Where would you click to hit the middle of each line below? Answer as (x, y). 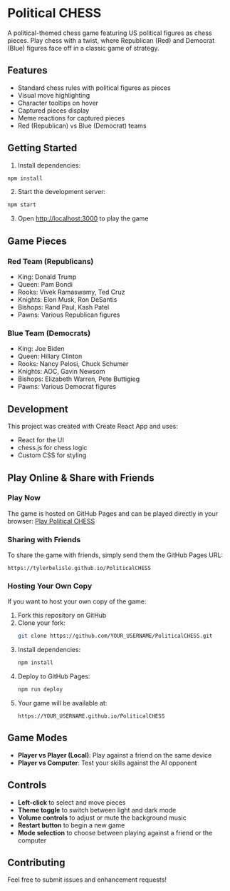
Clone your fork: (42, 623)
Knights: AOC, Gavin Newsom (61, 372)
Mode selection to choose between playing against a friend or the (115, 833)
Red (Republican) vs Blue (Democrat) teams (82, 126)
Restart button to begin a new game (71, 825)
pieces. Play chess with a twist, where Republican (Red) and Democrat (111, 40)
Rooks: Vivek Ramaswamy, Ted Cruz (71, 292)
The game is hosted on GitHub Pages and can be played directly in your (113, 513)
